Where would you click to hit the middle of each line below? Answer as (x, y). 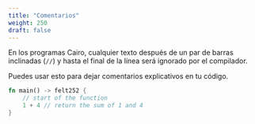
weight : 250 (28, 23)
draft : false (30, 30)
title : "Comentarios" (44, 15)
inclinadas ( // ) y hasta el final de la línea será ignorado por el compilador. (128, 61)
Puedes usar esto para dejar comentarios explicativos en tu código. (118, 77)
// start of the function (65, 98)
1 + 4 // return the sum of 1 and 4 (83, 106)
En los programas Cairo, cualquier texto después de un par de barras (121, 53)
